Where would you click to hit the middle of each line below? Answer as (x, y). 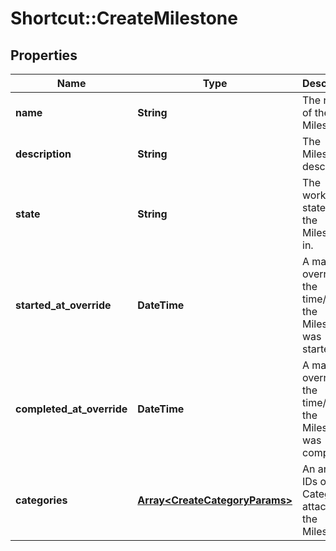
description (43, 154)
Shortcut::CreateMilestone (124, 18)
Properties (44, 55)
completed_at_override (71, 409)
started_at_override (63, 305)
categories (41, 500)
